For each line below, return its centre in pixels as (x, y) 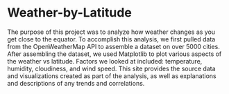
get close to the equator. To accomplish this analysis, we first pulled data (111, 39)
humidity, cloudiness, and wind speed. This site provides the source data (112, 68)
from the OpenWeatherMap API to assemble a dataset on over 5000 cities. (113, 46)
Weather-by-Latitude (69, 13)
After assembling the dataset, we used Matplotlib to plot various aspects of (114, 54)
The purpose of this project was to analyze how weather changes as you (111, 32)
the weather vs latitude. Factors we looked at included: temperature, (105, 61)
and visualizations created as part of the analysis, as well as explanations (112, 76)
